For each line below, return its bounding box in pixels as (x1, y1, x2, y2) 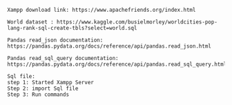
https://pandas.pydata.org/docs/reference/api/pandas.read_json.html (7, 43, 212, 50)
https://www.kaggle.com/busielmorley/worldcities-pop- (56, 19, 217, 26)
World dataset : (7, 19, 54, 26)
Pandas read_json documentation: (7, 37, 104, 44)
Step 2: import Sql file (7, 85, 79, 92)
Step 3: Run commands (7, 91, 70, 98)
